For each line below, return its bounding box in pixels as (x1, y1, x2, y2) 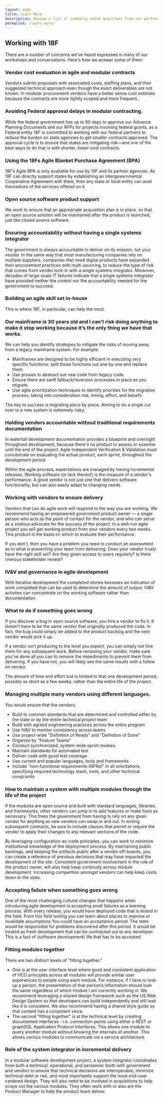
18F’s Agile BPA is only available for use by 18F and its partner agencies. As (5, 168, 155, 174)
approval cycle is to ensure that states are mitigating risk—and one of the (5, 139, 151, 145)
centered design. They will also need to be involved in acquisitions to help (5, 1078, 153, 1084)
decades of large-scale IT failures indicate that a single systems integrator (5, 273, 154, 278)
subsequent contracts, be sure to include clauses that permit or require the (5, 824, 155, 829)
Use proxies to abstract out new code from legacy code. (12, 372, 125, 378)
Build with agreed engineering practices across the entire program (12, 722, 145, 727)
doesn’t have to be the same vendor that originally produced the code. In (5, 624, 151, 629)
